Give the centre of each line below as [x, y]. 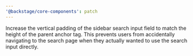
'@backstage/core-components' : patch [52, 11]
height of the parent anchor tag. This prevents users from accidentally [90, 34]
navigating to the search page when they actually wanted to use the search [97, 40]
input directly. [22, 47]
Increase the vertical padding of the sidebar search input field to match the [96, 28]
